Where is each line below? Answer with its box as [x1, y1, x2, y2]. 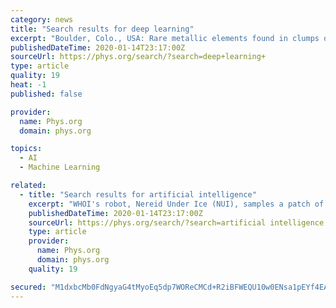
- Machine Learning [19, 162, 101, 173]
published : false [10, 89, 83, 99]
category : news [10, 14, 74, 25]
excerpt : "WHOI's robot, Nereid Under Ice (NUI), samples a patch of [28, 199, 325, 209]
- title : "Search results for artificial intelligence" [19, 189, 257, 200]
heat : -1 [10, 80, 47, 90]
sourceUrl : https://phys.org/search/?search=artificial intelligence [28, 217, 325, 228]
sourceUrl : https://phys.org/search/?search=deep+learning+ [10, 52, 267, 62]
